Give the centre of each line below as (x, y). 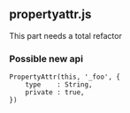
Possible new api (46, 58)
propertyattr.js (50, 15)
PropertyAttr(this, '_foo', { (65, 77)
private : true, (55, 93)
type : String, (59, 85)
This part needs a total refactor (65, 35)
